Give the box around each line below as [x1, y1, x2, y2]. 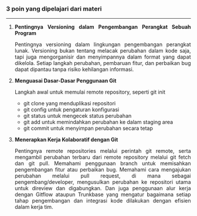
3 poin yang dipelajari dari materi [6, 5, 102, 13]
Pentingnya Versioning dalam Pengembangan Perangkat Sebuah [14, 23, 191, 30]
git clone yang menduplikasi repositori [23, 100, 116, 107]
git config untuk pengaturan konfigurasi [23, 106, 119, 113]
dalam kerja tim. [14, 204, 54, 211]
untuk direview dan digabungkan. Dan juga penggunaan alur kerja [14, 185, 191, 192]
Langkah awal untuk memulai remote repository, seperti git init [14, 88, 165, 95]
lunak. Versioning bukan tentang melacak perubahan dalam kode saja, [14, 47, 191, 54]
